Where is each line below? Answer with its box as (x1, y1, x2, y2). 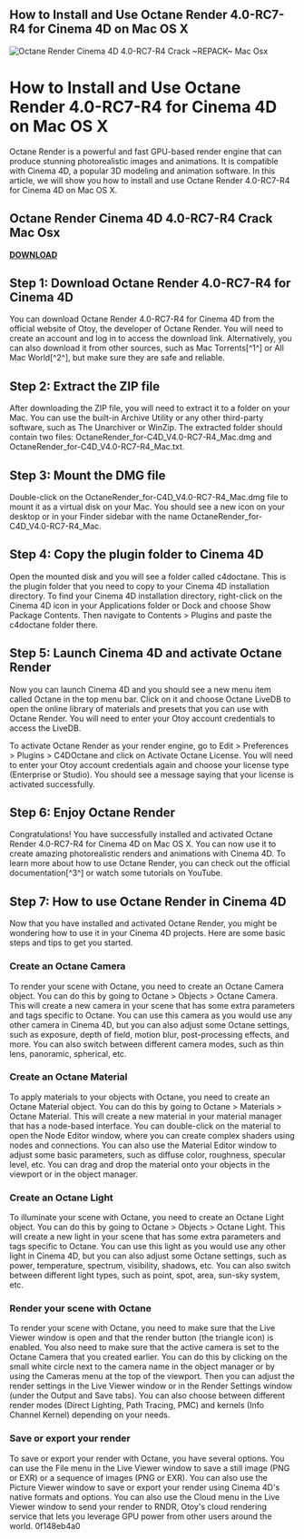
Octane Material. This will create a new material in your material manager (9, 1110, 283, 1121)
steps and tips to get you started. (9, 937, 133, 948)
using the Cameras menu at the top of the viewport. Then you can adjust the (9, 1371, 295, 1382)
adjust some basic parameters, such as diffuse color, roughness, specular (9, 1149, 286, 1160)
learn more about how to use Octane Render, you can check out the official (9, 858, 290, 869)
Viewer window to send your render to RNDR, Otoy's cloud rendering (9, 1501, 268, 1512)
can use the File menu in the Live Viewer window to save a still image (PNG (9, 1462, 290, 1474)
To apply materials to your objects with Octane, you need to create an (9, 1091, 270, 1102)
